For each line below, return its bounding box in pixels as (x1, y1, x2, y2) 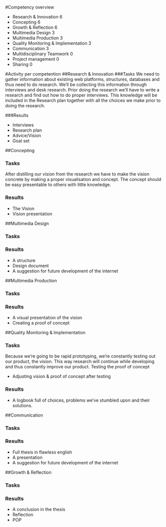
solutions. (12, 402, 33, 408)
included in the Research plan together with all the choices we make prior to (5, 97, 161, 103)
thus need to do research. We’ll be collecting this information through (5, 82, 147, 88)
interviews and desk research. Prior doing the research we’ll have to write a (5, 87, 160, 92)
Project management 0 (12, 56, 60, 62)
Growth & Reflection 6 (12, 24, 58, 30)
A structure (12, 257, 36, 263)
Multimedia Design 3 (12, 30, 55, 35)
